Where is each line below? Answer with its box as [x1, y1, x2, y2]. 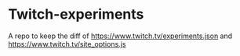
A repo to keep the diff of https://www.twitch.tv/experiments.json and [8, 31, 233, 40]
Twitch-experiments [8, 5, 144, 23]
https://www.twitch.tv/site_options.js [8, 39, 126, 48]
